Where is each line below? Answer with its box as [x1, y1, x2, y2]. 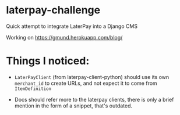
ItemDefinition [14, 85, 52, 92]
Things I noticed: [6, 55, 90, 67]
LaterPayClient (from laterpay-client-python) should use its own [14, 73, 170, 80]
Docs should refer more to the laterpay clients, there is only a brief [14, 96, 174, 103]
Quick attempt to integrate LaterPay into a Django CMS [6, 23, 138, 30]
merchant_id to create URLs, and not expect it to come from [14, 80, 157, 87]
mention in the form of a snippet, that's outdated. [14, 102, 133, 109]
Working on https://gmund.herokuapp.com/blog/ [6, 34, 123, 41]
